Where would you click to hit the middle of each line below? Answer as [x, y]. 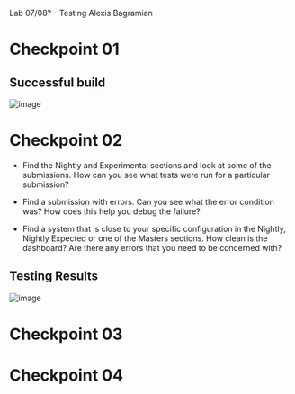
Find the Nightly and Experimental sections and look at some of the [147, 165]
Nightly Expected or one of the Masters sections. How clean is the [145, 238]
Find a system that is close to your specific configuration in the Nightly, [154, 228]
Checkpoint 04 [67, 376]
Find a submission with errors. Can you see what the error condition [148, 201]
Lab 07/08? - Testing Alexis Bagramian [81, 13]
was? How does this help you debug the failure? [111, 211]
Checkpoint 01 [64, 49]
